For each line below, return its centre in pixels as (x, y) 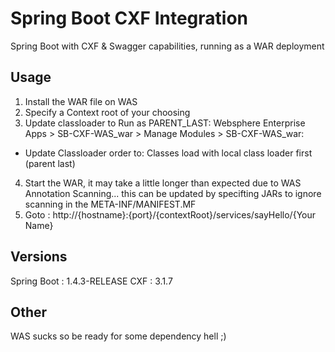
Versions (39, 257)
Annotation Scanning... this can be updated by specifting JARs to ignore (173, 193)
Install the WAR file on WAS (81, 101)
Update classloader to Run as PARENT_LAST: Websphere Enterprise (165, 123)
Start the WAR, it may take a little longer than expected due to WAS (163, 183)
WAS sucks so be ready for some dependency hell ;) (118, 336)
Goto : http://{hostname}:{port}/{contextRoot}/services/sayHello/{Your (170, 214)
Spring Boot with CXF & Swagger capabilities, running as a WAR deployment (167, 46)
